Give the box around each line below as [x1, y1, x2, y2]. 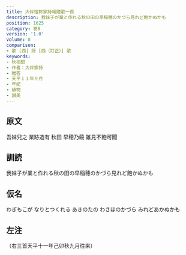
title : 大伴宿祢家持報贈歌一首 [6, 8, 74, 15]
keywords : [6, 53, 31, 59]
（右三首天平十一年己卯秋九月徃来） [6, 242, 96, 249]
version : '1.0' [6, 31, 44, 37]
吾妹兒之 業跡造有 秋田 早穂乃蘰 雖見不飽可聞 [6, 133, 118, 140]
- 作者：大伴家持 [6, 64, 43, 71]
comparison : [6, 43, 36, 49]
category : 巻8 [6, 25, 41, 32]
